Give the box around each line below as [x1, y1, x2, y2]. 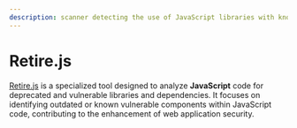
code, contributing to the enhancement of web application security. [9, 108, 255, 119]
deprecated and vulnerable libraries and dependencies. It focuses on [9, 89, 261, 100]
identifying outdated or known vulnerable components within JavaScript [9, 99, 272, 109]
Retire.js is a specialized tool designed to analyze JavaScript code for [9, 80, 263, 91]
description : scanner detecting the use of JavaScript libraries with [9, 12, 275, 22]
